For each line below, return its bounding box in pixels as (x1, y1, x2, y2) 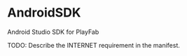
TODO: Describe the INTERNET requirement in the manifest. (7, 41, 181, 49)
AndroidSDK (7, 5, 81, 21)
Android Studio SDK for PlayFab (7, 28, 99, 36)
